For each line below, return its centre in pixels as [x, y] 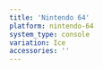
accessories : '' [39, 51]
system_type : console [50, 34]
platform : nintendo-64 [51, 26]
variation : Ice [38, 43]
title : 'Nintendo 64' [50, 17]
